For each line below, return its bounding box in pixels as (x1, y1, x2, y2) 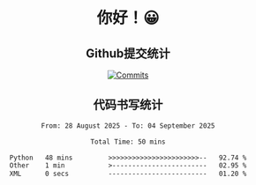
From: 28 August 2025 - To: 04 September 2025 (41, 121, 215, 130)
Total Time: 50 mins (89, 137, 167, 146)
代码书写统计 (93, 98, 163, 113)
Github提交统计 (85, 46, 171, 61)
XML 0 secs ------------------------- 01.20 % (9, 169, 247, 179)
